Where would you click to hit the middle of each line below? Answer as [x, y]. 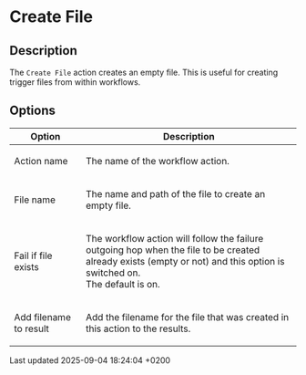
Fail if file [33, 255]
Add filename [42, 317]
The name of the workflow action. [158, 161]
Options [33, 111]
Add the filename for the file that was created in [188, 317]
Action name [41, 161]
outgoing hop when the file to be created [173, 250]
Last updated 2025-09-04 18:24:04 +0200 [90, 360]
